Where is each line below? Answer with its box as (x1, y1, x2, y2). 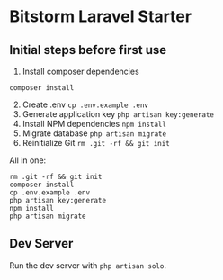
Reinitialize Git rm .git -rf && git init (22, 138, 171, 148)
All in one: (9, 155, 47, 166)
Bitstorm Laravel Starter (9, 6, 192, 27)
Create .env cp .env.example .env (22, 99, 149, 110)
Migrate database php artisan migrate (22, 128, 167, 139)
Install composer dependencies (22, 66, 139, 77)
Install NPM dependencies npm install (22, 119, 166, 129)
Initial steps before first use (9, 42, 167, 58)
